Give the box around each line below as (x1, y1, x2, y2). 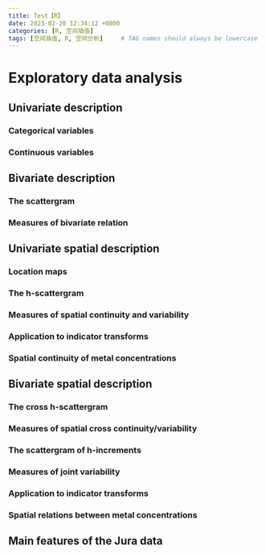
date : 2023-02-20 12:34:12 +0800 (8, 19, 121, 27)
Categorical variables (8, 125, 94, 136)
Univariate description (8, 101, 123, 114)
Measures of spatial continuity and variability (8, 309, 190, 320)
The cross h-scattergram (8, 402, 108, 413)
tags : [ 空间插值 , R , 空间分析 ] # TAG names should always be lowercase (8, 34, 259, 43)
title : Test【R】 (8, 11, 64, 20)
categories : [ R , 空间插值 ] (8, 27, 94, 35)
